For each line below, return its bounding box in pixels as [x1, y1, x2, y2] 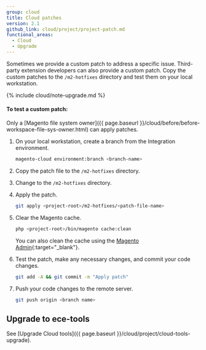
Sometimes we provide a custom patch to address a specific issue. [6, 60, 176, 68]
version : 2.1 [6, 20, 40, 26]
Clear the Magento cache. [15, 214, 82, 221]
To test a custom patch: [6, 106, 68, 113]
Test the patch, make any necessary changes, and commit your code [15, 255, 191, 263]
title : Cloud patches [6, 15, 62, 21]
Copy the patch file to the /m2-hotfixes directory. [15, 167, 140, 174]
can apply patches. [90, 126, 138, 133]
